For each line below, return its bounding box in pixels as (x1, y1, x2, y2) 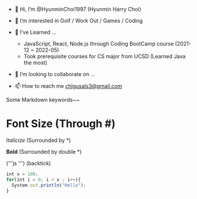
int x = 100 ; (6, 171, 39, 177)
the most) (23, 59, 47, 66)
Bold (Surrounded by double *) (6, 148, 82, 155)
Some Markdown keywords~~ (6, 96, 80, 103)
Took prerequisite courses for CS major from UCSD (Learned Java (23, 53, 186, 59)
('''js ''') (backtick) (6, 159, 52, 166)
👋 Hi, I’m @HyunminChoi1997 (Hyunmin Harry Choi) (14, 6, 141, 12)
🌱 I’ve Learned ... (14, 29, 56, 36)
